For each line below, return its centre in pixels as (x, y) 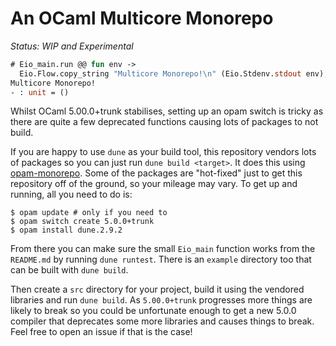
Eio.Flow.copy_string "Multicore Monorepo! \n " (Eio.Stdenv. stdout (160, 73)
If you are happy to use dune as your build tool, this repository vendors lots (163, 152)
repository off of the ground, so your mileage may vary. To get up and (154, 184)
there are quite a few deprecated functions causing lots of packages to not (164, 122)
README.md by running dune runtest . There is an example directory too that (161, 259)
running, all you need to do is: (71, 194)
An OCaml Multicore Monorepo (142, 18)
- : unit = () (40, 92)
